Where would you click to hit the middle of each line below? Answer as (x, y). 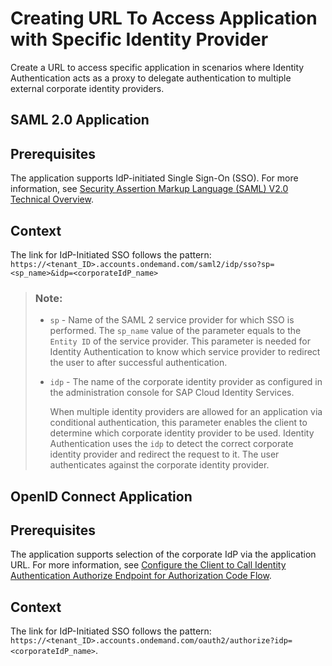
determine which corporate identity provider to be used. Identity (182, 433)
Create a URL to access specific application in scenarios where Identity (157, 67)
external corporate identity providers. (87, 88)
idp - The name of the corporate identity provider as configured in (186, 382)
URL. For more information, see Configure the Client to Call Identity (148, 565)
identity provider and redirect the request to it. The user (164, 454)
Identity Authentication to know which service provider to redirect (185, 352)
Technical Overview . (52, 199)
